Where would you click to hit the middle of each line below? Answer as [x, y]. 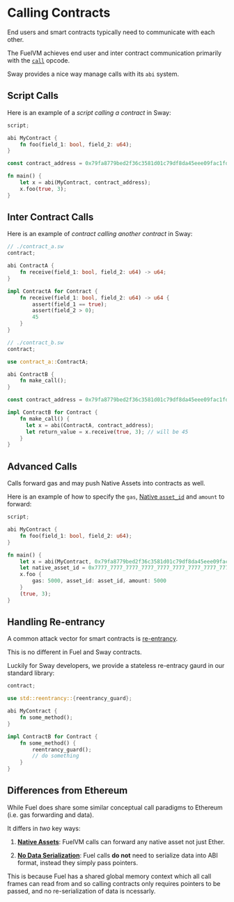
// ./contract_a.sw [36, 247]
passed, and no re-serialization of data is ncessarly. [81, 891]
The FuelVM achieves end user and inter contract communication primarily [114, 53]
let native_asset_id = [53, 568]
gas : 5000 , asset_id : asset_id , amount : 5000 [100, 581]
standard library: [31, 673]
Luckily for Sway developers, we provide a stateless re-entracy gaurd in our [116, 666]
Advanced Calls [42, 466]
